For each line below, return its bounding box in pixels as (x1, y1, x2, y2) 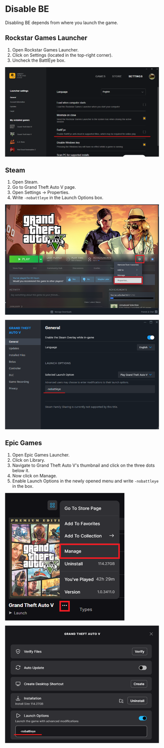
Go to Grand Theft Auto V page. (12, 184, 77, 190)
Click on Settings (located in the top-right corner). (12, 52, 113, 58)
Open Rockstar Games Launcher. (12, 47, 79, 52)
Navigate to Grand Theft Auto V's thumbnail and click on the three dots (12, 462, 155, 468)
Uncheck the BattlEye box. (12, 57, 66, 63)
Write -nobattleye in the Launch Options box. (12, 195, 103, 200)
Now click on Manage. (12, 473, 58, 478)
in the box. (12, 483, 34, 489)
